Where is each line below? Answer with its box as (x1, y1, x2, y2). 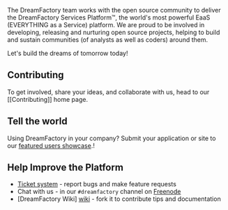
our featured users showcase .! (7, 141, 96, 149)
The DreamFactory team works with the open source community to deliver (7, 6, 221, 14)
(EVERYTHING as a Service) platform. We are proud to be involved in (7, 21, 205, 29)
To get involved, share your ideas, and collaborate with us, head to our (7, 87, 210, 96)
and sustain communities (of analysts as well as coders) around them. (7, 36, 208, 44)
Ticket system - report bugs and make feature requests (17, 180, 176, 188)
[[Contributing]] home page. (7, 95, 89, 103)
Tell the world (7, 115, 68, 128)
